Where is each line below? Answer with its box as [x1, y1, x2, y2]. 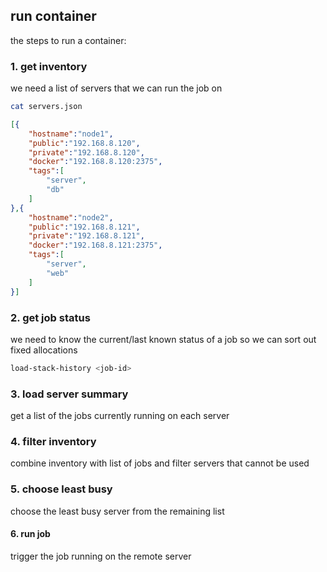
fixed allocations [10, 344, 78, 356]
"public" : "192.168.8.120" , [28, 138, 141, 148]
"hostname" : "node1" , [28, 129, 114, 139]
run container [10, 8, 97, 25]
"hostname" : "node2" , [28, 212, 114, 223]
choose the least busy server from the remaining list [10, 505, 225, 517]
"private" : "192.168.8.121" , [28, 231, 145, 241]
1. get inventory [10, 59, 88, 73]
